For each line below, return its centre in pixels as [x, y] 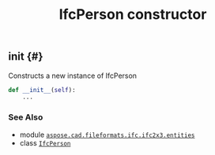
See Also [26, 117]
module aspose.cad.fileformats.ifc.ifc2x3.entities [107, 135]
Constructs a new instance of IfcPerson [72, 76]
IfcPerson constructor [133, 15]
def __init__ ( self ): [42, 90]
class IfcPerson [45, 142]
